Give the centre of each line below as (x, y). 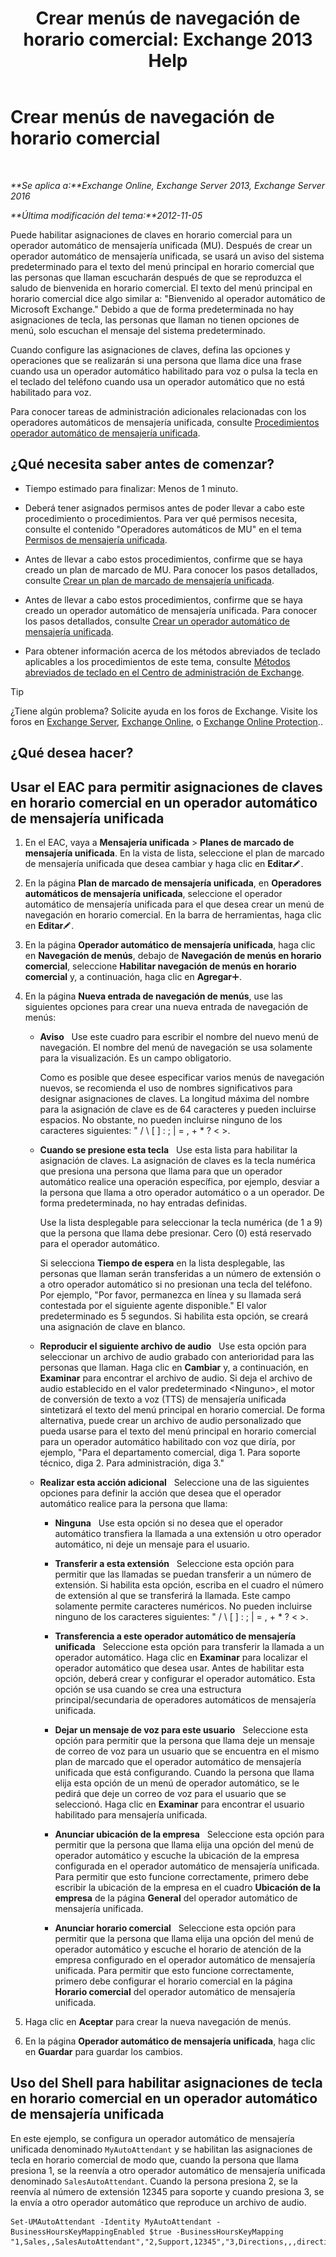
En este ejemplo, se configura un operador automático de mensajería (152, 2138)
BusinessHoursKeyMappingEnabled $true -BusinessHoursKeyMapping (147, 2232)
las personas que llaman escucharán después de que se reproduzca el (156, 277)
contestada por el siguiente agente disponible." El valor (153, 1305)
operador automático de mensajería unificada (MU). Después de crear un (161, 245)
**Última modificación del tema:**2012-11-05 (106, 215)
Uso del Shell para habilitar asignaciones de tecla (166, 2083)
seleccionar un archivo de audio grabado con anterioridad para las (177, 1356)
